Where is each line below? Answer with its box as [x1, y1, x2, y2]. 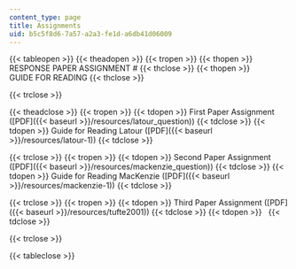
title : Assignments [9, 21, 82, 30]
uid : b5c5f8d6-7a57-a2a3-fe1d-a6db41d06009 [9, 29, 173, 38]
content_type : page [9, 12, 82, 22]
